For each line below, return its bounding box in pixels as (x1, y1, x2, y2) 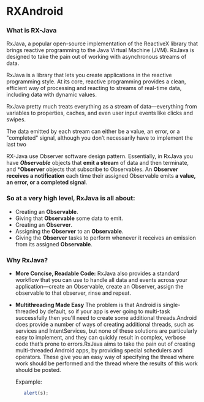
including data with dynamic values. (6, 91, 97, 99)
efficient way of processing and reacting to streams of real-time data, (6, 85, 182, 92)
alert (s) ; (23, 390, 49, 396)
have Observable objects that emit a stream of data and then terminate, (6, 159, 189, 167)
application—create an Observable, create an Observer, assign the (15, 283, 184, 290)
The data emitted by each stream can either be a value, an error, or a (6, 127, 180, 135)
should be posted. (15, 366, 61, 374)
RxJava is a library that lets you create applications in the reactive (6, 72, 172, 79)
